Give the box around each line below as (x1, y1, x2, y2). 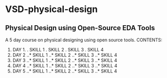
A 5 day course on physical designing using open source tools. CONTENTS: (5, 37, 162, 43)
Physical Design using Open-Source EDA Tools (5, 24, 155, 32)
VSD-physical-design (5, 4, 98, 15)
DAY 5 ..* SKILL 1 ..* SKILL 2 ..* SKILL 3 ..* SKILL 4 (12, 68, 117, 74)
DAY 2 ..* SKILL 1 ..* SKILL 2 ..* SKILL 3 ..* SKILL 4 (12, 52, 117, 58)
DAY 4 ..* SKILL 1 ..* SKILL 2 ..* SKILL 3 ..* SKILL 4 (12, 63, 117, 68)
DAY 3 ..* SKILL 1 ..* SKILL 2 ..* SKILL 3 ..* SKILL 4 (12, 57, 117, 63)
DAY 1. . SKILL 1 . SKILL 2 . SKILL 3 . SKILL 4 (12, 47, 104, 52)
